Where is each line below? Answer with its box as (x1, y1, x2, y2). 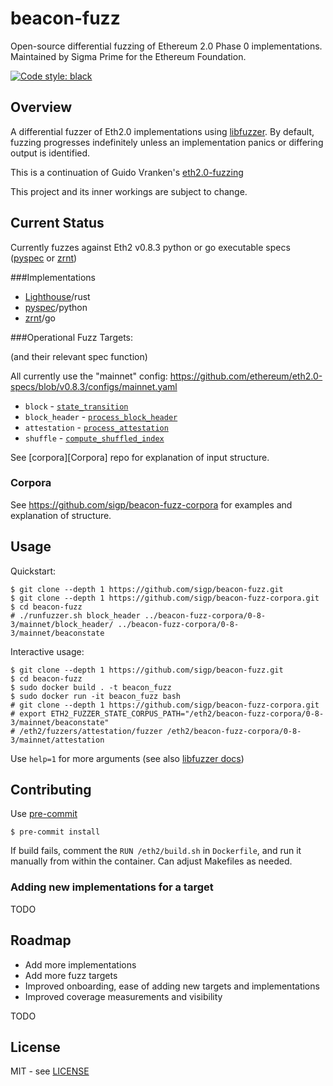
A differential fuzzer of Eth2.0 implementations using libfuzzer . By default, (10, 125, 315, 137)
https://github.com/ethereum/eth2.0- (169, 370, 323, 382)
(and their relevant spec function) (10, 350, 148, 362)
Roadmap (10, 932, 72, 949)
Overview (10, 99, 73, 116)
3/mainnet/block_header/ (10, 619, 114, 629)
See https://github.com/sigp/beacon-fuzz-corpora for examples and (10, 498, 293, 511)
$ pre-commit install (10, 827, 101, 837)
